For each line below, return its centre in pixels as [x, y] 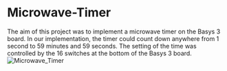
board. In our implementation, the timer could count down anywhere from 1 [113, 38]
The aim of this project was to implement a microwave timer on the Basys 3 [114, 31]
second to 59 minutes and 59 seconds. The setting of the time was [102, 46]
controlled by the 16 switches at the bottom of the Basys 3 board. [100, 53]
